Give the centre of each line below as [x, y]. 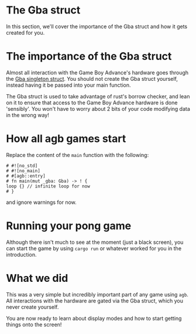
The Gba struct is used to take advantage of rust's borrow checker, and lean [98, 96]
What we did [37, 278]
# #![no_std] [22, 166]
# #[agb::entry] [26, 176]
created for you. [25, 32]
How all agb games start [66, 139]
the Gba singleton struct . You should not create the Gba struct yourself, [92, 79]
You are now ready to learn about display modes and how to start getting [94, 318]
